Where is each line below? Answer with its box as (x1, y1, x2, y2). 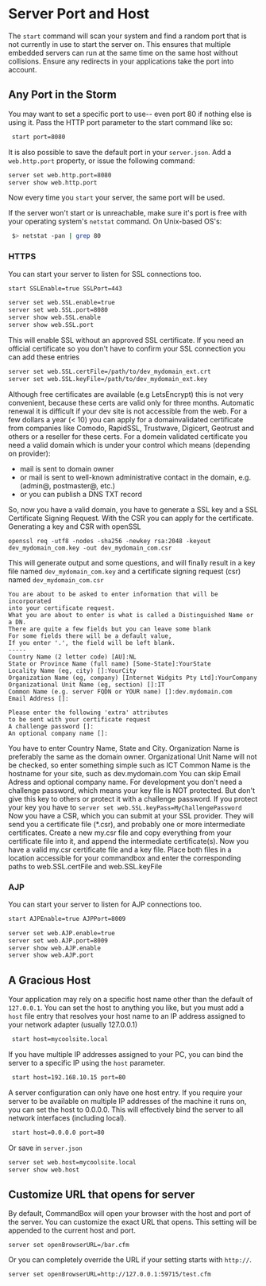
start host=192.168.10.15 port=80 (11, 1074, 126, 1082)
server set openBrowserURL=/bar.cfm (8, 1241, 129, 1249)
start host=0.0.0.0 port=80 (11, 1129, 105, 1136)
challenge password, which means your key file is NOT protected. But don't (8, 785, 256, 795)
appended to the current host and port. (8, 1226, 137, 1235)
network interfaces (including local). (8, 1113, 127, 1122)
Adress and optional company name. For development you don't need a (8, 777, 243, 787)
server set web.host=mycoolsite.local (8, 1158, 137, 1166)
